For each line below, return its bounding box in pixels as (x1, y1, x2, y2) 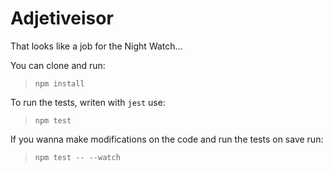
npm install (34, 78, 85, 89)
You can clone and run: (10, 59, 106, 71)
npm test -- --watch (34, 152, 121, 162)
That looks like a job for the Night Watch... (10, 40, 183, 52)
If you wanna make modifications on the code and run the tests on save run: (10, 133, 324, 145)
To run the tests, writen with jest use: (10, 96, 166, 108)
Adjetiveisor (10, 7, 114, 30)
